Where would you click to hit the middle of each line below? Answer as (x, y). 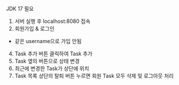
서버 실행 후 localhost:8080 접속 (52, 21)
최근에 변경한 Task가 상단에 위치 (52, 68)
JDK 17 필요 (20, 9)
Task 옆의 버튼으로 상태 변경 (47, 61)
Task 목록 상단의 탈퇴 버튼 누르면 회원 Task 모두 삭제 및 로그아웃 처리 (94, 76)
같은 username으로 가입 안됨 (48, 41)
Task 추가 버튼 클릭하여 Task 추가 (54, 54)
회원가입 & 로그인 (34, 29)
